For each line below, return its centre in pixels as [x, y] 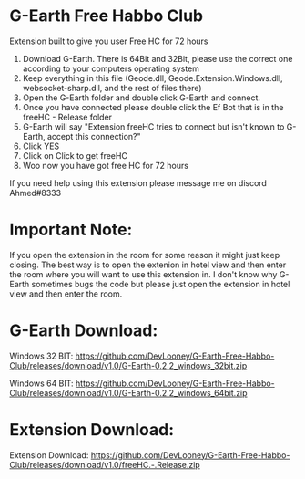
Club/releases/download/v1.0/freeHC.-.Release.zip [105, 464]
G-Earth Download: [84, 331]
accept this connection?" [94, 136]
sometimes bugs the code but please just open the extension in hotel [161, 284]
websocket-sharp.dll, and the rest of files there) [112, 88]
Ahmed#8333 [36, 193]
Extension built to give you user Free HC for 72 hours [109, 41]
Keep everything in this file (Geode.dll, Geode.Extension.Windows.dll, [153, 78]
